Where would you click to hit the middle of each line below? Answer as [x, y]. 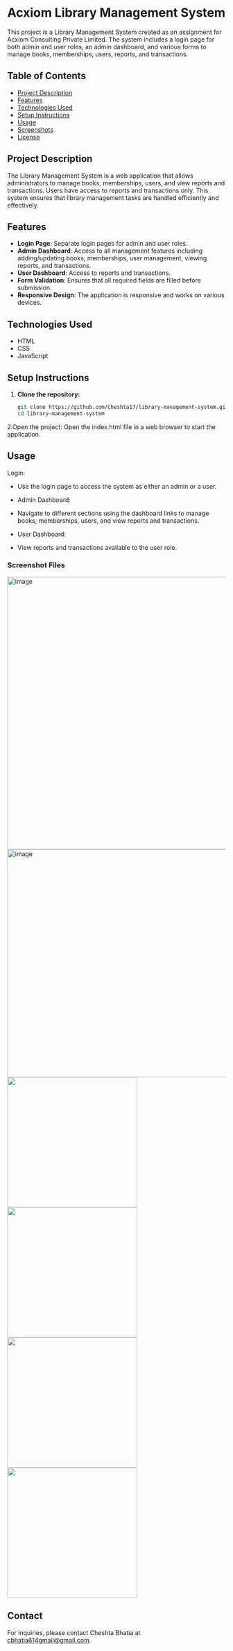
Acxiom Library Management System [116, 13]
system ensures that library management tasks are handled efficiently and [113, 198]
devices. [29, 303]
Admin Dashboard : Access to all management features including [110, 251]
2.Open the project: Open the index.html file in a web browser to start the [112, 427]
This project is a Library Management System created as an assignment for [114, 32]
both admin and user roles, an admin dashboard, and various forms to [107, 47]
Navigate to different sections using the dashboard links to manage [113, 513]
